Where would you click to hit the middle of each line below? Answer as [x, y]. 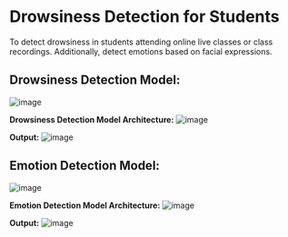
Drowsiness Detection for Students [144, 17]
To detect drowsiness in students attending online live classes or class [141, 42]
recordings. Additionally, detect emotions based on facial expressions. [141, 51]
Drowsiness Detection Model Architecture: [92, 119]
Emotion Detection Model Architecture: [85, 205]
